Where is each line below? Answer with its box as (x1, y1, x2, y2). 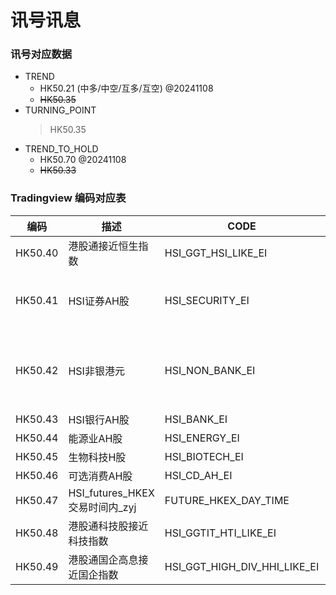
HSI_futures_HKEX (68, 486, 155, 500)
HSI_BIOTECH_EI (164, 449, 244, 463)
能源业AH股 (68, 431, 123, 445)
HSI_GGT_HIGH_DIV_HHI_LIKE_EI (164, 559, 320, 573)
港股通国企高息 (68, 552, 139, 566)
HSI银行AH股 (68, 412, 130, 426)
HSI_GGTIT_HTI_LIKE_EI (164, 526, 277, 540)
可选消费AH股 (68, 469, 133, 483)
